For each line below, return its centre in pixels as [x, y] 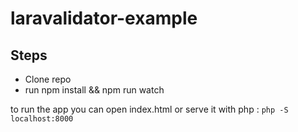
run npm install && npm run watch [94, 90]
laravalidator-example [104, 18]
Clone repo [48, 79]
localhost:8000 [42, 119]
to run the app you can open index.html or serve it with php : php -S [149, 109]
